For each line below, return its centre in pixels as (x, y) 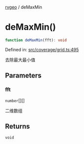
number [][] (15, 100)
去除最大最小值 (20, 60)
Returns (18, 126)
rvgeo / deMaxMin (24, 7)
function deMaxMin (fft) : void (36, 40)
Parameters (23, 76)
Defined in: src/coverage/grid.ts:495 (42, 49)
